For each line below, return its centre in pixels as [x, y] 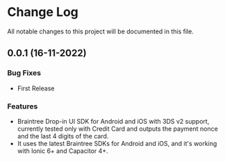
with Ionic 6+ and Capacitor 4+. [63, 151]
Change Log [43, 12]
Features [23, 106]
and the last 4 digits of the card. [63, 136]
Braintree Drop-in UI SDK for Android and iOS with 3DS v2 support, [113, 121]
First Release [36, 88]
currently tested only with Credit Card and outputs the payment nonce [118, 129]
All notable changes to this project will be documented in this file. [101, 31]
